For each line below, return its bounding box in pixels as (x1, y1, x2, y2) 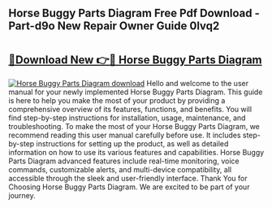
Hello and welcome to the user (146, 79, 249, 88)
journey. (8, 191, 36, 200)
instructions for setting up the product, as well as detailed (36, 139, 229, 149)
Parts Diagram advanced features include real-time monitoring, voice (8, 156, 240, 166)
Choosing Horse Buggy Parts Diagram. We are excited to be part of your (8, 182, 250, 192)
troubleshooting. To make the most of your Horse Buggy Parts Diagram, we (8, 122, 260, 131)
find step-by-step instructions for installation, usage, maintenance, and (8, 113, 246, 123)
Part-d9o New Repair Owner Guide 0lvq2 (8, 19, 220, 33)
